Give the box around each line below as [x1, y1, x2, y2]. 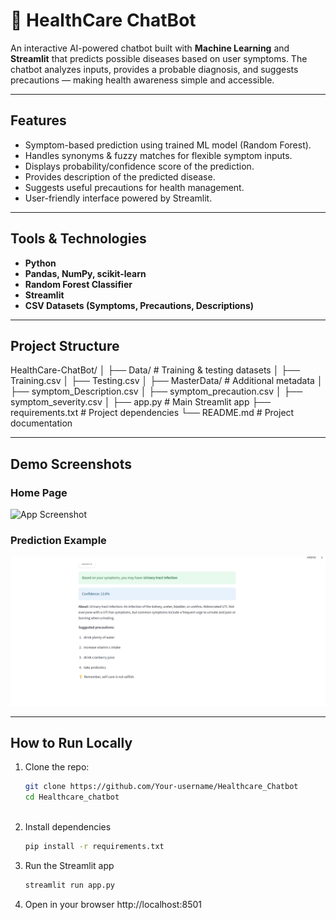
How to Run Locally [10, 734, 133, 751]
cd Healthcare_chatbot [24, 792, 120, 803]
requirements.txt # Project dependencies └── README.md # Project [10, 407, 295, 419]
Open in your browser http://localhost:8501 [24, 898, 202, 910]
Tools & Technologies [10, 230, 147, 248]
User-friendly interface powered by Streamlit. [24, 192, 213, 204]
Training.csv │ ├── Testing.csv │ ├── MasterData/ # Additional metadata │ [10, 375, 323, 387]
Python [24, 257, 57, 269]
